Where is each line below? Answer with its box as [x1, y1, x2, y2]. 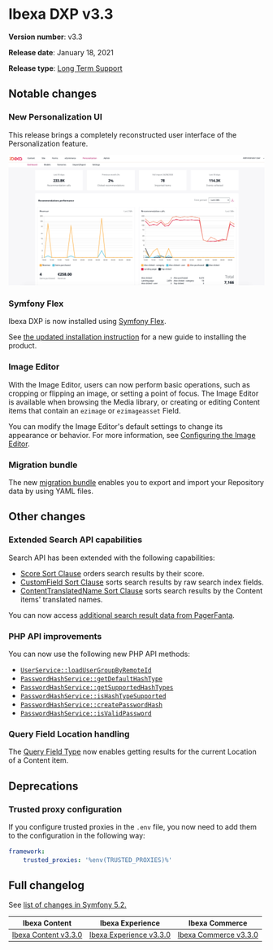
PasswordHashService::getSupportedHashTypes [19, 683, 174, 692]
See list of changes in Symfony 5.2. [8, 900, 128, 910]
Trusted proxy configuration [8, 803, 123, 815]
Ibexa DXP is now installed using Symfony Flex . [8, 317, 167, 326]
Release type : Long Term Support [8, 63, 123, 73]
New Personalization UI [8, 112, 103, 123]
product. [8, 341, 37, 351]
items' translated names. [19, 594, 103, 604]
